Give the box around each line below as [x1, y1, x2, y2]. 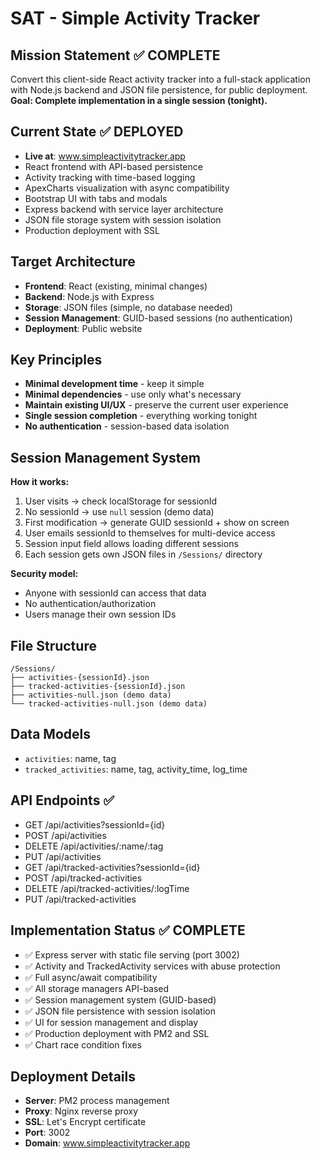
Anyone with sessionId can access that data [24, 587, 207, 599]
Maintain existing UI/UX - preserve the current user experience [24, 399, 289, 411]
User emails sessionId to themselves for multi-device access [24, 527, 276, 539]
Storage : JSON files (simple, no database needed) [24, 301, 233, 313]
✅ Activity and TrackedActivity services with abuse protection [24, 960, 281, 972]
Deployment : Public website [24, 322, 143, 334]
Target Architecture [10, 253, 136, 271]
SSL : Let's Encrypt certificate [24, 1116, 147, 1128]
